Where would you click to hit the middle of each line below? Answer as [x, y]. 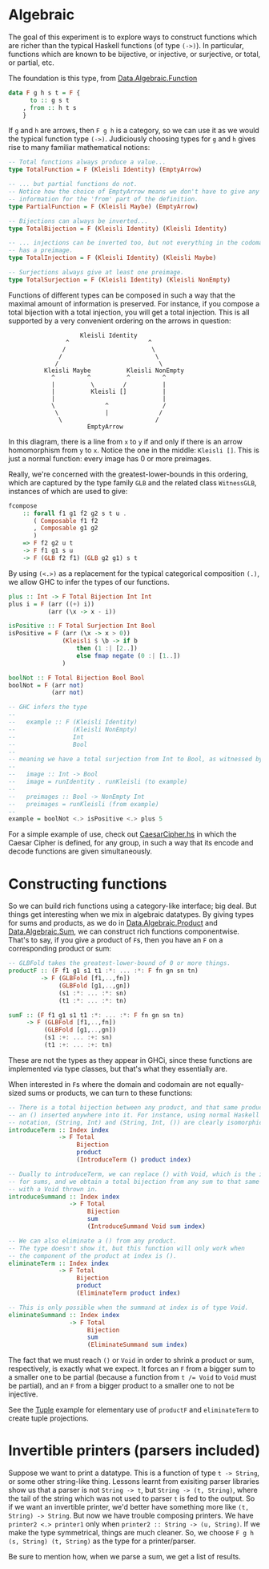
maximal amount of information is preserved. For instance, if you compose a [134, 303]
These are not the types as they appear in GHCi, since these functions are [130, 1060]
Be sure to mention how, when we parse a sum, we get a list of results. [125, 1557]
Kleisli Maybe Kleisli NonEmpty [114, 371]
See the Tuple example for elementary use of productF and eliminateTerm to [133, 1410]
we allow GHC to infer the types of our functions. [89, 582]
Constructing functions [88, 884]
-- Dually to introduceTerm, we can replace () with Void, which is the [132, 1174]
